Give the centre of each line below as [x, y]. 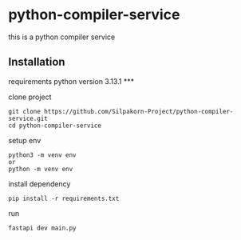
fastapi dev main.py [43, 228]
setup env [25, 140]
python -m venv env [41, 169]
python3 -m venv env [43, 155]
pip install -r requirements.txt [64, 198]
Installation [37, 62]
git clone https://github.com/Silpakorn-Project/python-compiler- [121, 111]
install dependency [40, 184]
